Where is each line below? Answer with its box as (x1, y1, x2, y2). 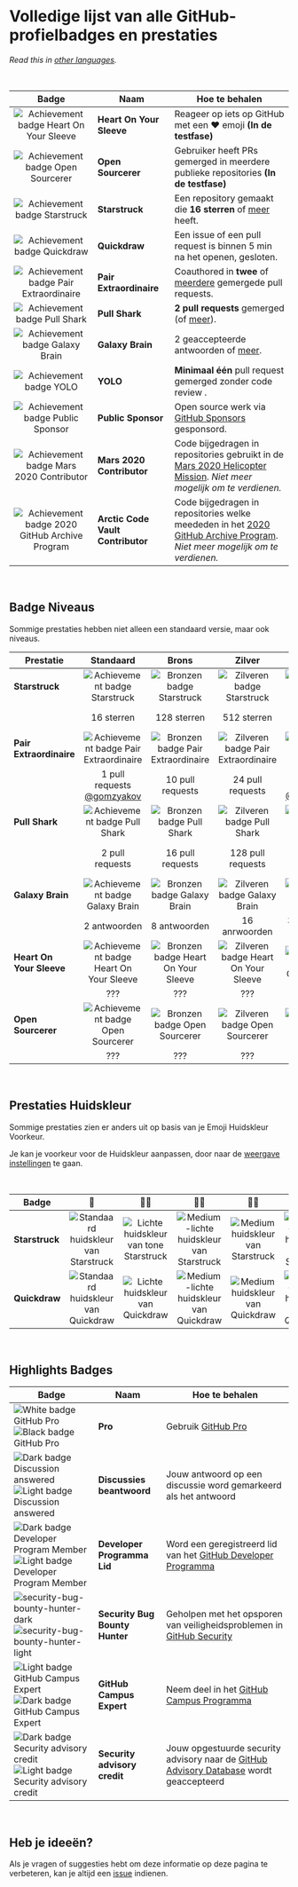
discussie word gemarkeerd (165, 1480, 282, 1492)
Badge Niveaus (9, 600, 95, 615)
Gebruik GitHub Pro (165, 1420, 247, 1433)
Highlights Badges (9, 1362, 114, 1378)
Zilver (234, 654, 260, 667)
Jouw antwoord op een (165, 1468, 263, 1480)
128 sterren (154, 711, 206, 723)
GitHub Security (165, 1630, 233, 1643)
